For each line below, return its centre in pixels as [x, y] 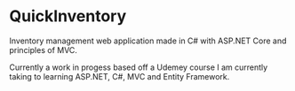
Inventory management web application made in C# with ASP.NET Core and [148, 41]
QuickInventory [68, 16]
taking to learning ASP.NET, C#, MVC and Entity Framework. [120, 76]
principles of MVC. [44, 49]
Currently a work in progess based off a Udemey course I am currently [139, 67]
